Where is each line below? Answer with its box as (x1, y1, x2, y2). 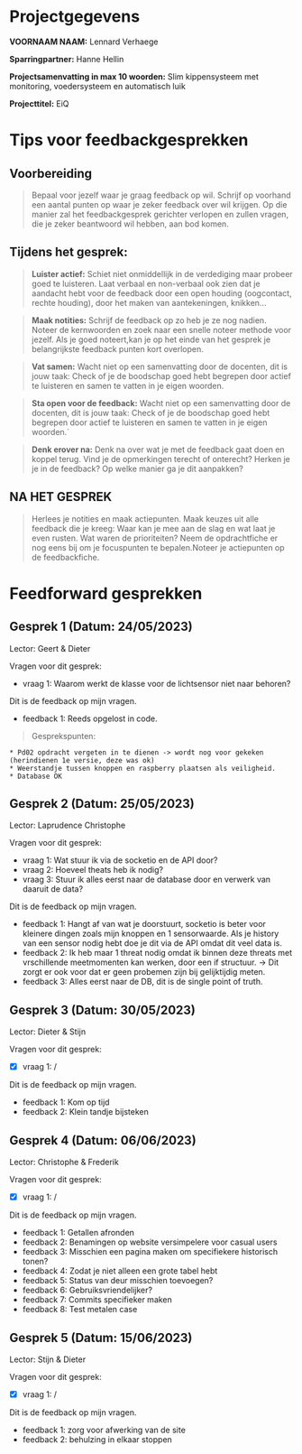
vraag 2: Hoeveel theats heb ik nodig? (22, 865, 164, 875)
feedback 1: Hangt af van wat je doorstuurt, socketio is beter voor (22, 919, 266, 930)
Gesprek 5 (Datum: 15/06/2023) (9, 1329, 193, 1346)
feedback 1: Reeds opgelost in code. (22, 713, 158, 724)
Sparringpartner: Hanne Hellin (9, 53, 124, 64)
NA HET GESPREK (9, 489, 113, 505)
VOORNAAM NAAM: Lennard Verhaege (9, 36, 159, 47)
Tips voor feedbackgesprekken (9, 130, 249, 151)
